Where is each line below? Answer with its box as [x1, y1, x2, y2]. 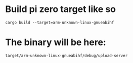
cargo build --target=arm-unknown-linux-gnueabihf [5, 20, 114, 25]
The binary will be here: [5, 36, 106, 48]
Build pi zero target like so [5, 3, 116, 15]
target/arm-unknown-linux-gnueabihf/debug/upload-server [5, 53, 128, 58]
